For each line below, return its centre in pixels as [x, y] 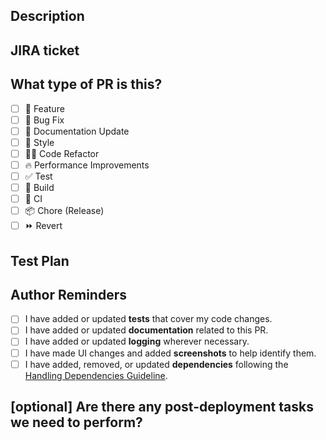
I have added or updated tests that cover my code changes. [148, 319]
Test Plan [40, 260]
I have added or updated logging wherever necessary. [137, 341]
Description [47, 16]
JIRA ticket [45, 50]
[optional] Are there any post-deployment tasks [162, 407]
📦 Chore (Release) [64, 211]
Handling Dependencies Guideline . [96, 375]
